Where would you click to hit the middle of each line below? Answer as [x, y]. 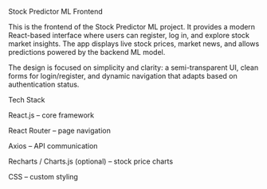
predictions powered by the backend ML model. [87, 52]
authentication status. [44, 84]
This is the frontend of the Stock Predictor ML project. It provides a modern [132, 27]
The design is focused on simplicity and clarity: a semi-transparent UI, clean [133, 67]
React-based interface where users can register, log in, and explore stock [129, 35]
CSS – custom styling [43, 177]
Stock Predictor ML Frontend [56, 12]
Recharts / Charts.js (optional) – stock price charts [91, 161]
